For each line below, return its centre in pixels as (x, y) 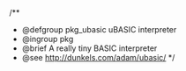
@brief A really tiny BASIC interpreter (89, 48)
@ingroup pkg (48, 39)
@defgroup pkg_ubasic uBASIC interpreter (99, 29)
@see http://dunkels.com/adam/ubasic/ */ (98, 57)
